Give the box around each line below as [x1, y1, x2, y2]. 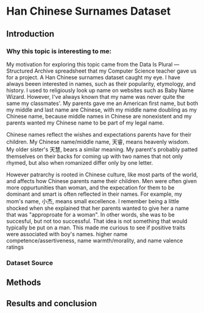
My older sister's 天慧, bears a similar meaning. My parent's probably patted [6, 145, 198, 153]
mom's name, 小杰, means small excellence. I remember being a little [6, 197, 180, 205]
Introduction [6, 29, 55, 39]
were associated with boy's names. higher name [6, 230, 128, 237]
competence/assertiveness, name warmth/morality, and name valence [6, 237, 183, 244]
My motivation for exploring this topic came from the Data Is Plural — [6, 60, 180, 68]
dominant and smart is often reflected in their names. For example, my [6, 190, 183, 198]
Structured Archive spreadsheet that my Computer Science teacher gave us [6, 67, 197, 74]
